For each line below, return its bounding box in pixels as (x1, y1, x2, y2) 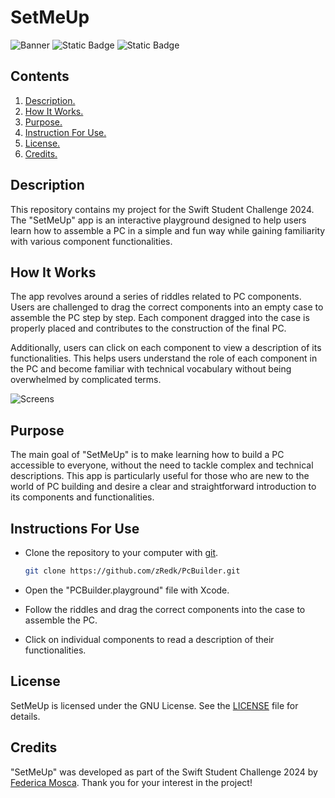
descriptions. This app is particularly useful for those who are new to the (10, 470, 310, 482)
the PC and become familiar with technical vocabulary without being (10, 363, 292, 375)
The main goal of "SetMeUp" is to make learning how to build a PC (10, 449, 285, 461)
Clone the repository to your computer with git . (24, 547, 219, 558)
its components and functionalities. (10, 491, 155, 503)
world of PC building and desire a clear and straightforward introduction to (10, 481, 317, 493)
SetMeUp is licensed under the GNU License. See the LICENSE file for (10, 699, 299, 711)
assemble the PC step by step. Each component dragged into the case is (10, 312, 310, 324)
